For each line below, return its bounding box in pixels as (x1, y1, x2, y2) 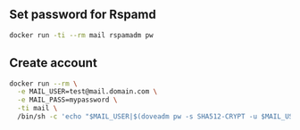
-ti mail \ (17, 104, 58, 113)
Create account (9, 55, 98, 70)
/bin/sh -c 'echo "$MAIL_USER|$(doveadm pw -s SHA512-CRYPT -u (17, 112, 257, 121)
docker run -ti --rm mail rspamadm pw (9, 30, 154, 39)
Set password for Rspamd (9, 7, 156, 22)
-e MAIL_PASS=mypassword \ (17, 95, 118, 105)
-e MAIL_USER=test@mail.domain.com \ (17, 87, 158, 96)
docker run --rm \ (9, 79, 78, 88)
